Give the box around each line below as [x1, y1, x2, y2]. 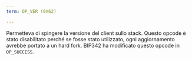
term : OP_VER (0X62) [6, 8, 57, 15]
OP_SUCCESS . [6, 48, 34, 55]
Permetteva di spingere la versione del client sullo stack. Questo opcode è [6, 30, 187, 37]
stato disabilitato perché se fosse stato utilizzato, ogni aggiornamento [6, 35, 175, 42]
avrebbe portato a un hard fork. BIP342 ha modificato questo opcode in [6, 42, 180, 49]
